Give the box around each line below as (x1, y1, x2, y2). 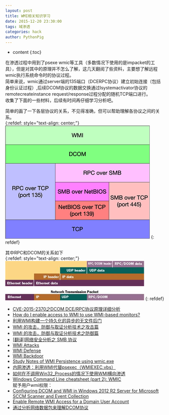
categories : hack (5, 29, 42, 35)
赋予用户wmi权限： (12, 382, 52, 388)
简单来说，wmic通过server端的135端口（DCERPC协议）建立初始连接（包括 (5, 79, 161, 84)
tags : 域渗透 (5, 24, 30, 29)
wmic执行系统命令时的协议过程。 (5, 72, 74, 78)
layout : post (5, 8, 33, 13)
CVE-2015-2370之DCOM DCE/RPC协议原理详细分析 (12, 306, 121, 312)
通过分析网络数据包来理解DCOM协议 (12, 404, 89, 410)
